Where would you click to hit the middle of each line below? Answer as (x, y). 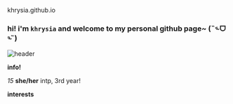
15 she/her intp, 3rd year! (44, 81)
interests (21, 94)
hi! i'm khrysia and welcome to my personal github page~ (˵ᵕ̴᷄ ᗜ (116, 29)
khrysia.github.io (32, 10)
